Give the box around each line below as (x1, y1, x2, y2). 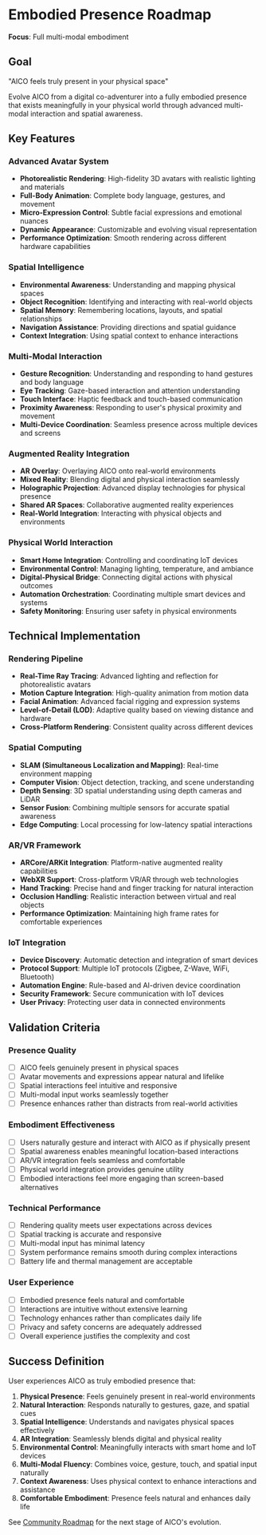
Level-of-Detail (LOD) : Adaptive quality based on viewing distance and (19, 705, 254, 715)
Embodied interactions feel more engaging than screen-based (19, 1173, 225, 1183)
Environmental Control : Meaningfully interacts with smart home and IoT (19, 1442, 256, 1452)
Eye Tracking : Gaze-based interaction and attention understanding (19, 386, 241, 396)
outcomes (19, 580, 53, 590)
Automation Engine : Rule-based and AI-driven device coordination (19, 980, 241, 991)
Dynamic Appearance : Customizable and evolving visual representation (19, 225, 257, 235)
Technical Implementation (8, 629, 141, 643)
